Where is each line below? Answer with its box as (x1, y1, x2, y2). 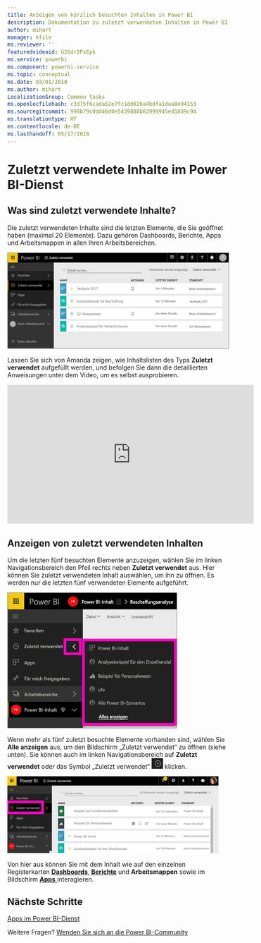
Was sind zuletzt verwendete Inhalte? (7, 205, 177, 217)
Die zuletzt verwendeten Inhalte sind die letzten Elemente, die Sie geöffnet (7, 223, 224, 232)
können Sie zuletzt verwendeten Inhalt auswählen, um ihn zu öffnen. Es (7, 571, 215, 580)
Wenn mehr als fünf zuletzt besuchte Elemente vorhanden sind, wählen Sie (7, 736, 225, 744)
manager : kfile (7, 34, 52, 41)
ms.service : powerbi (7, 56, 68, 63)
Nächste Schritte (7, 896, 83, 908)
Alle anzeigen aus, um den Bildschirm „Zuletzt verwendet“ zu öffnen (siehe (7, 743, 227, 751)
